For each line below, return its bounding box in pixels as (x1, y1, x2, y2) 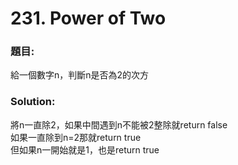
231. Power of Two (10, 7, 167, 30)
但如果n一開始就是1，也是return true (10, 143, 160, 156)
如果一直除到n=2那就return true (10, 131, 142, 143)
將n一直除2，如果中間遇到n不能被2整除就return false (10, 118, 228, 131)
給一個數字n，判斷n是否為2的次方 (10, 69, 150, 81)
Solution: (10, 95, 56, 109)
